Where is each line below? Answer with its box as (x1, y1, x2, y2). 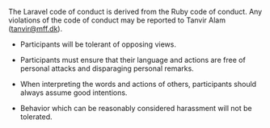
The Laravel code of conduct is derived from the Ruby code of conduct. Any (8, 7, 263, 16)
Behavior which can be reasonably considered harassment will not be (19, 104, 252, 113)
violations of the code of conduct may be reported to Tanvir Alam (8, 15, 226, 25)
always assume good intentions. (19, 88, 128, 97)
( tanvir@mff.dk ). (8, 24, 63, 33)
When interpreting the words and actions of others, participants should (19, 80, 257, 89)
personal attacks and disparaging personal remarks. (19, 64, 194, 73)
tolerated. (19, 112, 53, 122)
